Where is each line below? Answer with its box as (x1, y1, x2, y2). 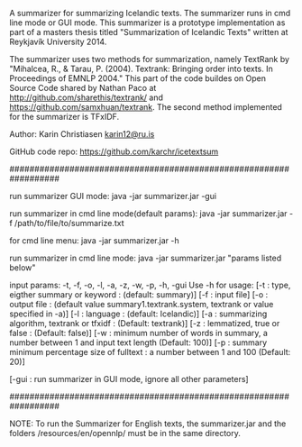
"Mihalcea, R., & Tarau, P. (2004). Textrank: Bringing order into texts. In (9, 63, 273, 74)
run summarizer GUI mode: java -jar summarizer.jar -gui (9, 191, 217, 201)
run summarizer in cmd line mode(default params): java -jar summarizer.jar (9, 208, 288, 219)
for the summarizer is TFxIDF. (9, 112, 120, 122)
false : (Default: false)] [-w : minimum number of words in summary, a (9, 328, 269, 338)
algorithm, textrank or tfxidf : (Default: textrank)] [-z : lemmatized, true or (9, 318, 280, 328)
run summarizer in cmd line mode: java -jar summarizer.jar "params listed (9, 252, 282, 263)
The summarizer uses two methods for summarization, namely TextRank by (9, 54, 290, 64)
